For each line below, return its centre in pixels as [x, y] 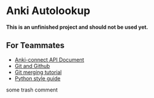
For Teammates [35, 45]
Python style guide [37, 78]
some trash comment [32, 90]
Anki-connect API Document [49, 59]
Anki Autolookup [48, 11]
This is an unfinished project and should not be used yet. [77, 27]
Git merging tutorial [38, 72]
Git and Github [32, 66]
